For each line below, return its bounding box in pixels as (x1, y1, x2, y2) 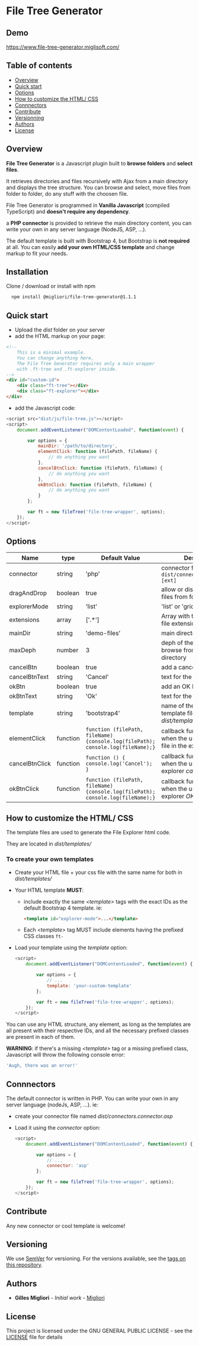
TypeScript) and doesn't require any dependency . (6, 208, 130, 215)
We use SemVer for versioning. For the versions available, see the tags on (6, 1255, 186, 1262)
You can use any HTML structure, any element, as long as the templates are (6, 1021, 191, 1028)
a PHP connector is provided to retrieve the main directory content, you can (6, 219, 192, 227)
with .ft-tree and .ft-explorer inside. (17, 366, 118, 372)
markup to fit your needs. (6, 250, 68, 257)
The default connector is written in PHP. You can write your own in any (6, 1095, 179, 1102)
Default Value (101, 554, 140, 562)
